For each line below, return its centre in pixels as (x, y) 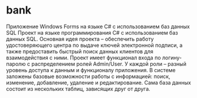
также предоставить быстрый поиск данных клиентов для (80, 51)
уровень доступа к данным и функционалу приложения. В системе (91, 70)
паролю (16, 64)
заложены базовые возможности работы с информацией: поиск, (88, 76)
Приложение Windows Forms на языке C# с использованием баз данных (98, 26)
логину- (172, 58)
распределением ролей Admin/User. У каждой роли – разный (109, 64)
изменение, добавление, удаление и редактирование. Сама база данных (99, 82)
